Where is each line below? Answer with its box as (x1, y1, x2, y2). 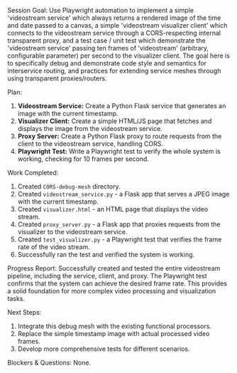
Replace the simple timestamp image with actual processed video (17, 330, 210, 337)
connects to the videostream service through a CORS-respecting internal (7, 28, 221, 37)
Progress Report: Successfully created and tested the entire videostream (7, 264, 221, 273)
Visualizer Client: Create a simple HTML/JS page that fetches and (17, 117, 212, 125)
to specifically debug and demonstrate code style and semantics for (7, 59, 207, 67)
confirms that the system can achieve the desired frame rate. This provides (7, 279, 227, 288)
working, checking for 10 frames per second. (17, 154, 149, 163)
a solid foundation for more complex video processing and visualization (7, 287, 216, 295)
